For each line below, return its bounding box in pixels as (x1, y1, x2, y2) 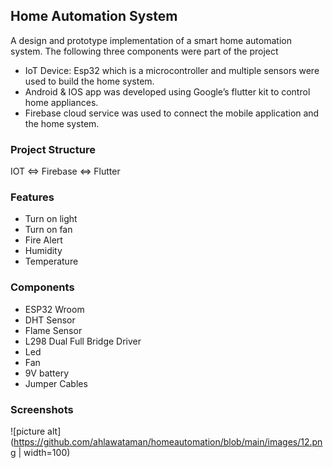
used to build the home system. (24, 75, 155, 87)
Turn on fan (24, 224, 73, 236)
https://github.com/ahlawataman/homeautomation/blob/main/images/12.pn (13, 436, 323, 448)
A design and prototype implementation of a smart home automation (10, 34, 292, 46)
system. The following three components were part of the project (10, 45, 279, 57)
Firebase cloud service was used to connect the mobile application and (24, 107, 320, 119)
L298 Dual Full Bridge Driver (24, 335, 142, 347)
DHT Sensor (24, 314, 76, 326)
